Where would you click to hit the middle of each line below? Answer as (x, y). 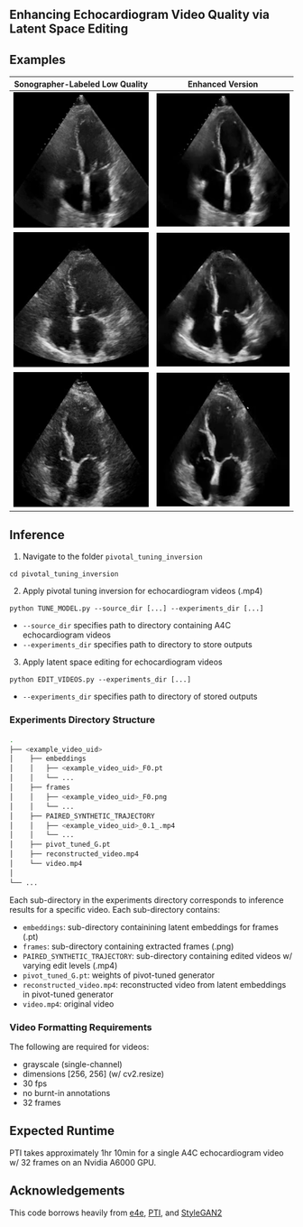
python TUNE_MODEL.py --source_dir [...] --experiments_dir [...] (137, 609)
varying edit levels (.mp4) (70, 965)
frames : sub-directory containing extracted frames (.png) (128, 946)
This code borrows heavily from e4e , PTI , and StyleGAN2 (116, 1213)
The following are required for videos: (79, 1047)
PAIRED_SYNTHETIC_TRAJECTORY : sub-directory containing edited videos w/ (157, 955)
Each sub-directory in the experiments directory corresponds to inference (147, 900)
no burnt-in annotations (66, 1093)
